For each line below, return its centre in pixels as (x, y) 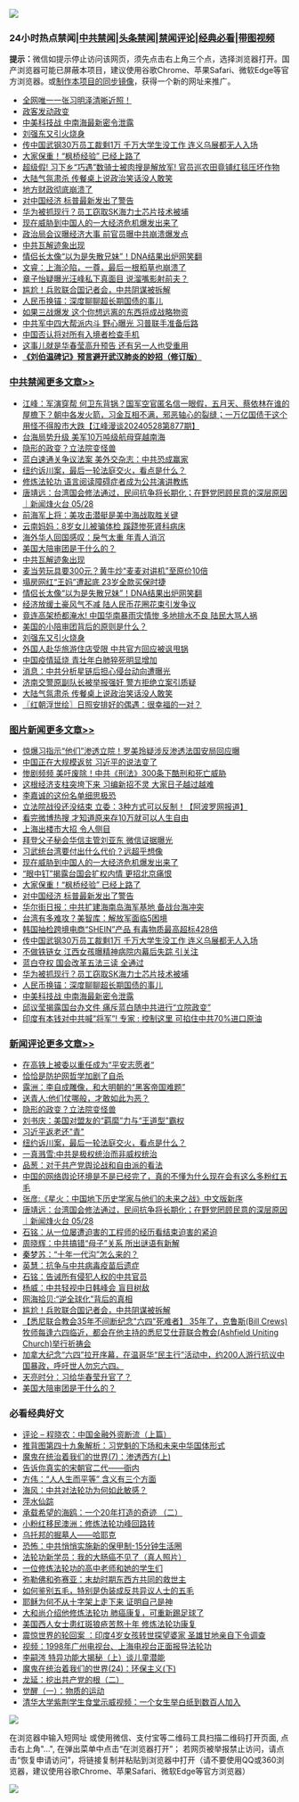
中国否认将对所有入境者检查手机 (81, 335)
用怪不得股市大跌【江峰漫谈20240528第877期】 (111, 426)
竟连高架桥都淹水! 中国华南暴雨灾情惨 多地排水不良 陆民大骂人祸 (140, 615)
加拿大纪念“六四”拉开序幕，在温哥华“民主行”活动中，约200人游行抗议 (149, 1355)
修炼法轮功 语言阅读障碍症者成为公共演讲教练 (105, 481)
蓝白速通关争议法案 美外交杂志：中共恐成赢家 (105, 459)
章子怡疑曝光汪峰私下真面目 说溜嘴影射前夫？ (105, 279)
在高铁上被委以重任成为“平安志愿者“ (88, 1065)
